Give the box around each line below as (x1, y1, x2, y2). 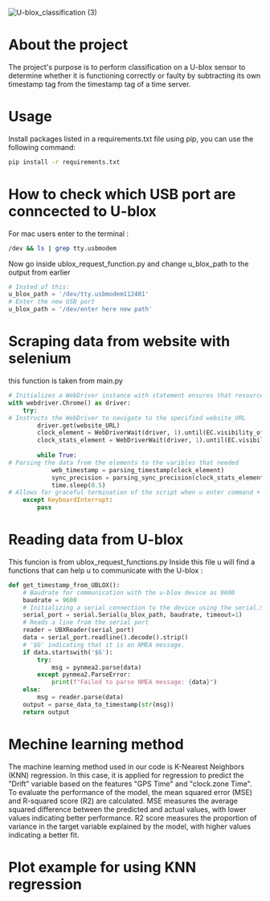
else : (22, 686, 42, 694)
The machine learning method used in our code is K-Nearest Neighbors (8, 761, 245, 771)
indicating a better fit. (8, 830, 80, 839)
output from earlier (8, 267, 71, 277)
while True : (37, 451, 78, 459)
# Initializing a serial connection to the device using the (22, 603, 231, 612)
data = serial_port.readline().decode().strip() (22, 634, 189, 642)
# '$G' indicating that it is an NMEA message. (22, 641, 185, 649)
